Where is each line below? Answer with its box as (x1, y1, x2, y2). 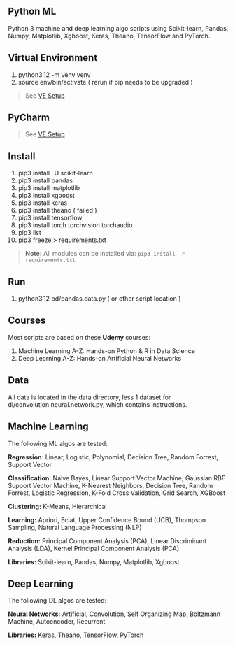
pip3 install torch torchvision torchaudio (17, 221, 133, 229)
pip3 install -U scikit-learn (17, 169, 93, 178)
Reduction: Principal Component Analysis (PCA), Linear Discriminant (8, 536, 207, 545)
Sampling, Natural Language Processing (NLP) (8, 523, 142, 531)
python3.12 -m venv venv (17, 70, 91, 79)
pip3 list (17, 229, 41, 237)
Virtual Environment (8, 52, 98, 64)
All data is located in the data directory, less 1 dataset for (8, 393, 171, 401)
